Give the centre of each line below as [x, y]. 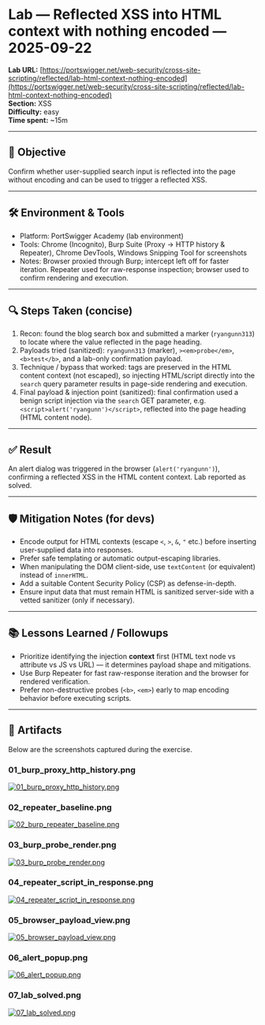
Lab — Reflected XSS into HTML [115, 15]
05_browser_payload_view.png [69, 920]
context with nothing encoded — [118, 31]
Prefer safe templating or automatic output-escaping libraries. [120, 558]
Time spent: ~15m [38, 120]
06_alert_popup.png [48, 958]
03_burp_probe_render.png [62, 845]
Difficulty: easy [34, 111]
